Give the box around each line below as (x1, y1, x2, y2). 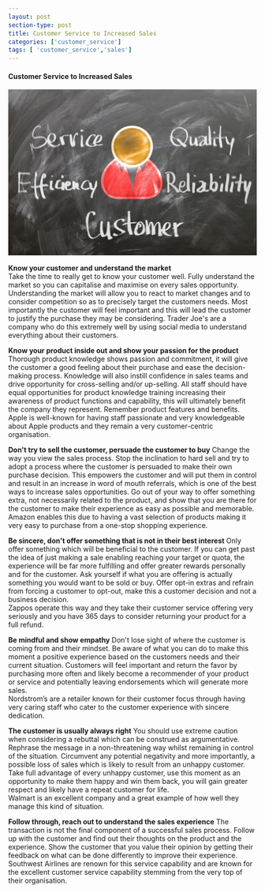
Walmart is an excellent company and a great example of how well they (8, 793, 239, 802)
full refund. (8, 620, 44, 629)
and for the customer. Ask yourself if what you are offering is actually (8, 570, 233, 578)
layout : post (8, 13, 51, 21)
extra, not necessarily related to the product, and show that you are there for (8, 495, 257, 505)
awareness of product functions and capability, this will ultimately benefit (8, 396, 246, 405)
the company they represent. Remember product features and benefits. (8, 405, 241, 414)
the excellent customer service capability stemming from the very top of (8, 868, 243, 876)
